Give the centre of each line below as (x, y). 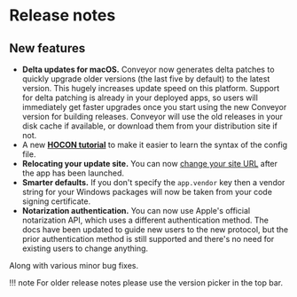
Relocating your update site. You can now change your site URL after (149, 164)
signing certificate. (56, 201)
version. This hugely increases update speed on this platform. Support (151, 88)
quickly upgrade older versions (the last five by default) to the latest (146, 79)
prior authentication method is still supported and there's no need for (148, 239)
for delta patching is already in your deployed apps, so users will (140, 98)
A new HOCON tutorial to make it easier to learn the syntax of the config (155, 145)
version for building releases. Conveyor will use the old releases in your (152, 117)
